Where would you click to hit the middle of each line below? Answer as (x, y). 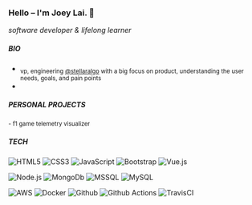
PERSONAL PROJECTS (47, 104)
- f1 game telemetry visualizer (49, 124)
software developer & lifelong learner (70, 30)
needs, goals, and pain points (61, 78)
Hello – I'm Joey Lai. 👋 (51, 13)
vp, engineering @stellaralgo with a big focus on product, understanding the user (132, 71)
